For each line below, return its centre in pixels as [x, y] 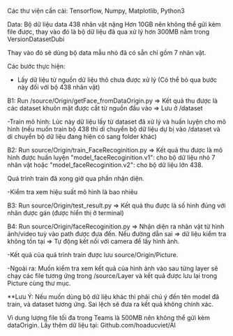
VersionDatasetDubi [36, 39]
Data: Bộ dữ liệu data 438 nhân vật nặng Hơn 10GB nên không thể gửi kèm [114, 24]
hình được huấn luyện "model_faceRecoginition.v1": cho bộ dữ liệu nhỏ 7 [111, 158]
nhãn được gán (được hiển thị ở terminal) [66, 213]
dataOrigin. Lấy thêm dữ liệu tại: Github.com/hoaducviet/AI [92, 325]
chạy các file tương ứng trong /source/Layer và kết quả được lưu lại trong [112, 276]
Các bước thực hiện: [36, 66]
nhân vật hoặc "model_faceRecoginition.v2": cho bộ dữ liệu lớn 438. [105, 165]
